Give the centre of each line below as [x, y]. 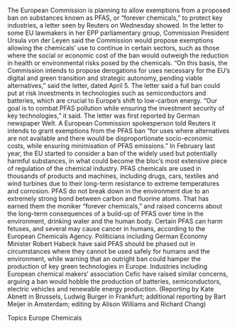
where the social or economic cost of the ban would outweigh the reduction [118, 55]
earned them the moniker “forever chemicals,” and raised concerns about [115, 206]
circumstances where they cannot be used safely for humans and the [109, 251]
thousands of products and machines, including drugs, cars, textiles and [113, 176]
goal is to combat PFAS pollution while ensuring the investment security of [116, 108]
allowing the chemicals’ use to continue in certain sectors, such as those [114, 48]
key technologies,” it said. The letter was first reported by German [104, 116]
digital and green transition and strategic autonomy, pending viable [105, 78]
